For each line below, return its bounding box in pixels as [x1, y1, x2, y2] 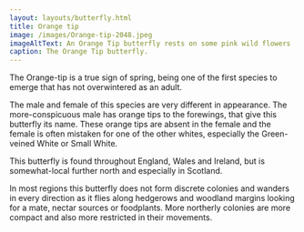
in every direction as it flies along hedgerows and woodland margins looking [9, 193, 296, 204]
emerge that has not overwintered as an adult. [9, 82, 183, 93]
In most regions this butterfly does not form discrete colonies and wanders [9, 183, 289, 194]
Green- [260, 128, 289, 139]
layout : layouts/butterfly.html [9, 13, 132, 23]
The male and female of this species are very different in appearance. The [9, 99, 288, 110]
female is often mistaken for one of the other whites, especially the [9, 128, 260, 139]
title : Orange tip [9, 22, 79, 31]
